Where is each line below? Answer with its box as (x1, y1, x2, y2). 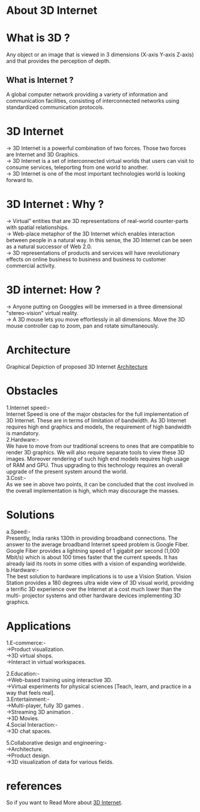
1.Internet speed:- (6, 404, 50, 411)
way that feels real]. (6, 689, 55, 696)
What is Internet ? (6, 75, 74, 85)
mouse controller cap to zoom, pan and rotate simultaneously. (6, 322, 159, 329)
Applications (6, 619, 71, 633)
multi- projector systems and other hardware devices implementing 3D (6, 591, 181, 599)
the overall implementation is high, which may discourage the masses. (6, 487, 180, 494)
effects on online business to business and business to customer (6, 255, 166, 263)
